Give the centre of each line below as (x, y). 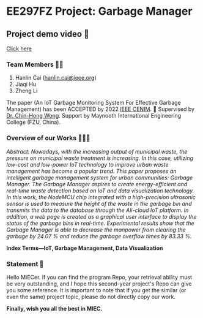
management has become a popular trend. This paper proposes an (91, 171)
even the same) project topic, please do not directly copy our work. (91, 297)
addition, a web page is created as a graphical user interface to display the (102, 216)
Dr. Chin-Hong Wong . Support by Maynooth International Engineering (94, 116)
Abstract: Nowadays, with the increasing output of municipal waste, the (97, 151)
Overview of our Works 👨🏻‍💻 (48, 138)
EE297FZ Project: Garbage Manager (99, 11)
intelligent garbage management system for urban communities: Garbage (100, 177)
